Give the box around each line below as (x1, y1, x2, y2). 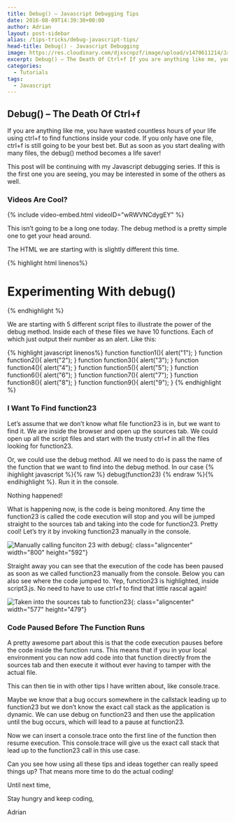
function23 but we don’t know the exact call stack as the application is (7, 702, 211, 711)
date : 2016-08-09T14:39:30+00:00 (7, 17, 105, 24)
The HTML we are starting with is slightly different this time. (7, 245, 180, 254)
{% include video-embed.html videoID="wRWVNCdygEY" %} (7, 211, 185, 219)
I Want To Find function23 (7, 404, 97, 413)
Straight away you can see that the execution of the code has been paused (7, 561, 224, 570)
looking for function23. (7, 441, 73, 450)
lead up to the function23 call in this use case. (7, 746, 141, 754)
